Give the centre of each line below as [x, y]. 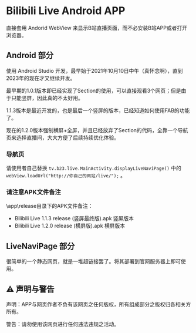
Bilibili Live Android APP [66, 11]
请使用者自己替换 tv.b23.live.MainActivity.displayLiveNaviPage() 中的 [94, 168]
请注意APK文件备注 [34, 192]
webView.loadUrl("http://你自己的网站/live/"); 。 [66, 176]
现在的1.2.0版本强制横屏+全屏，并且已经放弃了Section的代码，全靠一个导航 [97, 130]
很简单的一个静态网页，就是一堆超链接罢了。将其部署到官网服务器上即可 [93, 261]
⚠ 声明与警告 [30, 289]
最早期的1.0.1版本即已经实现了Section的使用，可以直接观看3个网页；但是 [94, 90]
